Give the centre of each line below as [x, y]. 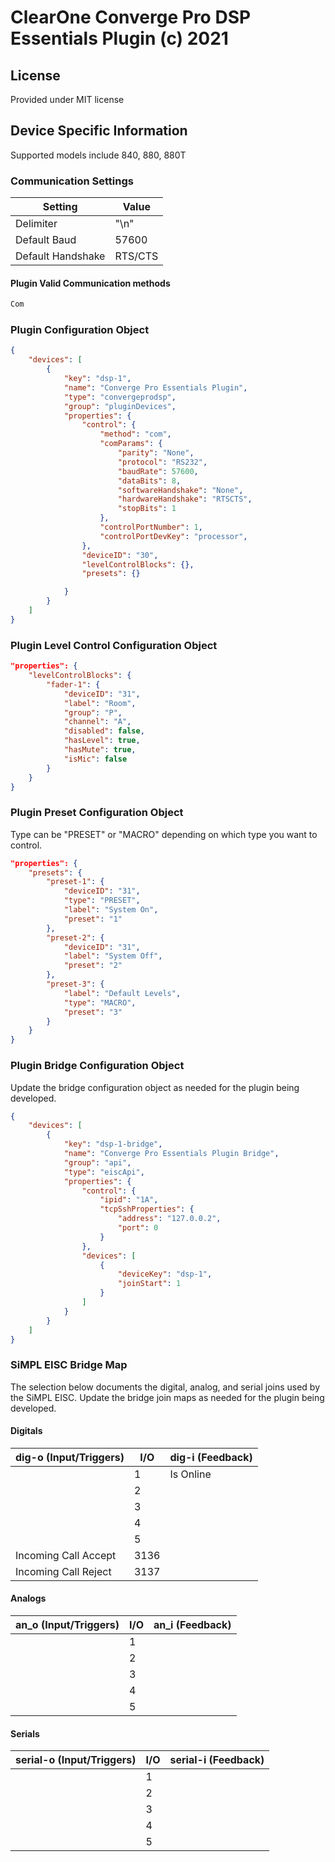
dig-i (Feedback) [211, 1457]
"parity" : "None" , [156, 453]
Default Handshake [60, 256]
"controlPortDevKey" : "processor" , [173, 536]
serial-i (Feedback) [217, 1760]
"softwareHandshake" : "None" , [180, 490]
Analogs [28, 1598]
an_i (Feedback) [192, 1625]
